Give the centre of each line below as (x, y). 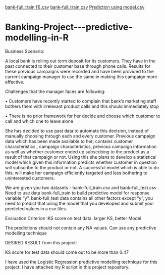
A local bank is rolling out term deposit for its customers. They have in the (81, 61)
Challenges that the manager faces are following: (55, 92)
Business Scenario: (25, 51)
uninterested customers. (30, 178)
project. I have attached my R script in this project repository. (67, 267)
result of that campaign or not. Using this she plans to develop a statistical (81, 157)
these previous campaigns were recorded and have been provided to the (80, 71)
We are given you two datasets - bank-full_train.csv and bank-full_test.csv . (82, 187)
